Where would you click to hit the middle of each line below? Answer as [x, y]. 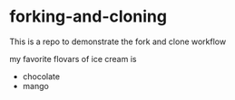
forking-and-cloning [88, 17]
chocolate [41, 76]
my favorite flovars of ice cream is [73, 59]
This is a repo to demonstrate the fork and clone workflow [118, 41]
